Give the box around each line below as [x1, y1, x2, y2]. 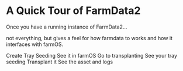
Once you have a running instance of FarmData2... [6, 23, 127, 30]
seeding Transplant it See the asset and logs [6, 58, 113, 65]
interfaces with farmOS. [6, 41, 64, 48]
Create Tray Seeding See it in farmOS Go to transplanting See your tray [6, 52, 177, 59]
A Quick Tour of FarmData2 [6, 4, 141, 17]
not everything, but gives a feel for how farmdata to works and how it [6, 34, 173, 41]
